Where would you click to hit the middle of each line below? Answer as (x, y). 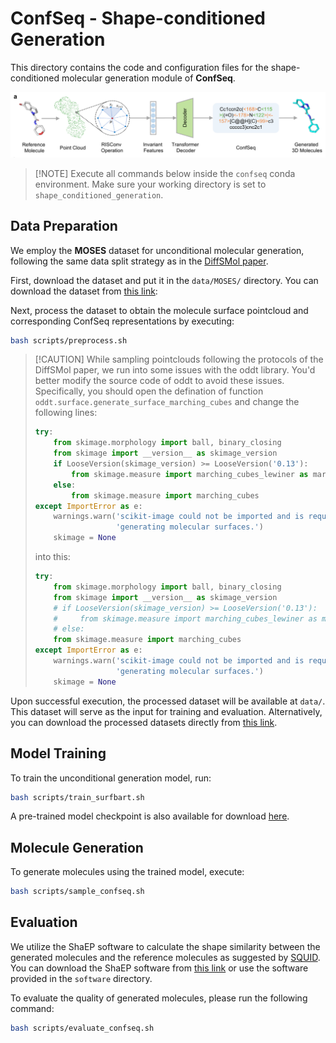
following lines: (66, 413)
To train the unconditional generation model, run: (111, 778)
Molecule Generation (77, 847)
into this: (52, 557)
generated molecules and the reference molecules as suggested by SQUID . (165, 957)
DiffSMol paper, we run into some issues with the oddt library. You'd (175, 370)
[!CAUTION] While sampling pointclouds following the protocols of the (179, 359)
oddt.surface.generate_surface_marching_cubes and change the (167, 402)
